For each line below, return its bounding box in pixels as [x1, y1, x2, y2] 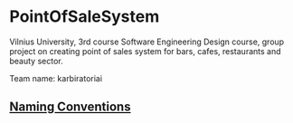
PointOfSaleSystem [9, 6, 160, 27]
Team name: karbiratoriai [9, 72, 102, 83]
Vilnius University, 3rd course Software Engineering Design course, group [9, 36, 285, 47]
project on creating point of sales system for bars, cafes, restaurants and [9, 45, 282, 56]
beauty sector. [9, 55, 63, 66]
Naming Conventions [9, 99, 131, 115]
